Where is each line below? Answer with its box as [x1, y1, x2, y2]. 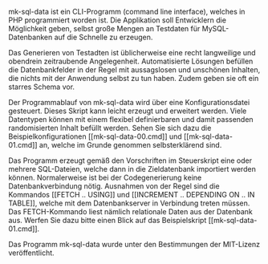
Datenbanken [8, 32, 53, 42]
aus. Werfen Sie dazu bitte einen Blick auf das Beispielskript [8, 216, 207, 225]
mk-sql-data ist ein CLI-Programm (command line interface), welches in [8, 7, 246, 16]
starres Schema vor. [8, 82, 75, 91]
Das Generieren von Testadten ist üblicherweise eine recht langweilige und [8, 48, 256, 57]
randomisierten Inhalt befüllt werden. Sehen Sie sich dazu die [8, 124, 212, 132]
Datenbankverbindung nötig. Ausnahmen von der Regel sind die [8, 181, 220, 191]
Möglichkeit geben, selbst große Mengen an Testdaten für [8, 24, 201, 33]
